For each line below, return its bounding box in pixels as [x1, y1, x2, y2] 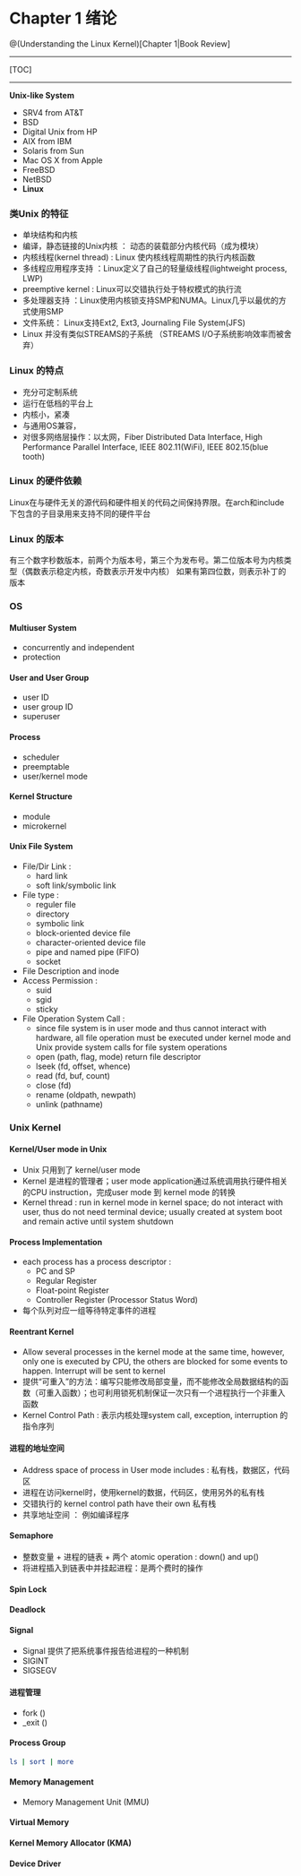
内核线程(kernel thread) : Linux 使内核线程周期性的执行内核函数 [21, 252, 255, 262]
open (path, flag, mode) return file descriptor [35, 1052, 202, 1063]
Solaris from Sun [21, 145, 84, 156]
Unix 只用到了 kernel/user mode [21, 1165, 141, 1175]
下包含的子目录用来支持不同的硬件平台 [9, 508, 150, 519]
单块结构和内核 [21, 229, 78, 240]
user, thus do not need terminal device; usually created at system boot [21, 1207, 283, 1218]
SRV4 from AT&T [21, 107, 84, 117]
